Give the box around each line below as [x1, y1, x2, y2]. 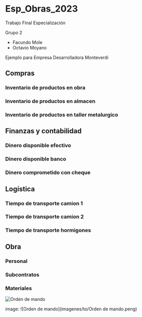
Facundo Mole [12, 39, 43, 45]
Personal [5, 257, 28, 265]
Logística [5, 185, 35, 193]
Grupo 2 [5, 29, 23, 35]
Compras [5, 69, 35, 78]
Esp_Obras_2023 [5, 3, 78, 15]
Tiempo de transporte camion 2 [5, 213, 84, 220]
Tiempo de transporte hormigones [5, 227, 92, 234]
